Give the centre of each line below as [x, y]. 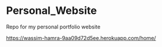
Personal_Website [52, 11]
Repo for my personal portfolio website [53, 27]
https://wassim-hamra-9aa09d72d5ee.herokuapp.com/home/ [81, 38]
